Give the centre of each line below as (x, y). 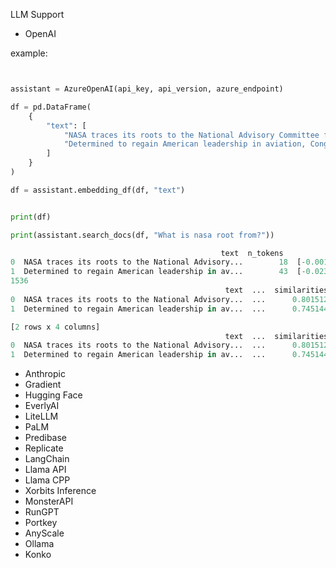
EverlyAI (42, 406)
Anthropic (45, 374)
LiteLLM (41, 416)
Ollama (39, 544)
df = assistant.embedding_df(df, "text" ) (98, 190)
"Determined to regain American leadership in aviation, (185, 144)
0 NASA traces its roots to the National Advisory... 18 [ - (158, 262)
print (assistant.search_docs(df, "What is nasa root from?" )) (142, 235)
